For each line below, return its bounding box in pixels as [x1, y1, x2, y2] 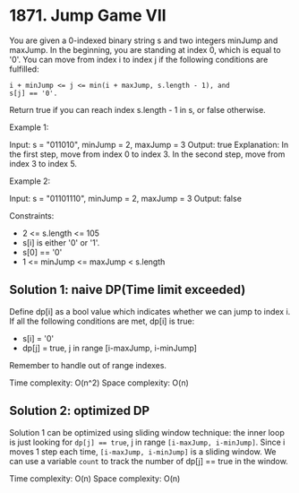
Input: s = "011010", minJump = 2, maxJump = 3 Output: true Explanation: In [9, 139, 289, 150]
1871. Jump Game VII [9, 5, 167, 26]
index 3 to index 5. [9, 158, 78, 169]
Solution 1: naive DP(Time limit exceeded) [9, 282, 246, 298]
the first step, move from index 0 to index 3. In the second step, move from [9, 149, 286, 160]
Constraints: [9, 210, 55, 221]
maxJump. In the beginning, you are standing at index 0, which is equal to [9, 44, 281, 55]
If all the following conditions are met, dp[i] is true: [9, 316, 195, 326]
